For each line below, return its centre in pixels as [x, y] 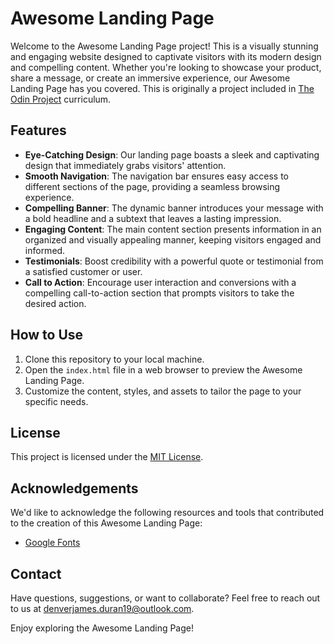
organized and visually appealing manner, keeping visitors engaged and [173, 239]
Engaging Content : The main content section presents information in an [173, 229]
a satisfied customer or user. [83, 271]
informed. [45, 250]
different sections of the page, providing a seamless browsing [152, 186]
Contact [36, 573]
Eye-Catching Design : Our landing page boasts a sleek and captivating [172, 154]
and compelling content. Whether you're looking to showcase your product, [166, 67]
